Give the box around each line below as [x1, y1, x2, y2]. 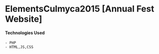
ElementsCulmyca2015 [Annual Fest [5, 3, 154, 14]
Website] [5, 13, 43, 25]
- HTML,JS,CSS [5, 45, 34, 50]
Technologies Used [5, 30, 45, 36]
